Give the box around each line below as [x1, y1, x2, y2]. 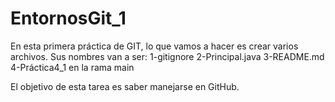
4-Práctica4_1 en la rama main [10, 61, 135, 73]
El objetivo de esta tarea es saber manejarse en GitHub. [10, 80, 240, 92]
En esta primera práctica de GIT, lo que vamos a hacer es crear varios [10, 40, 299, 52]
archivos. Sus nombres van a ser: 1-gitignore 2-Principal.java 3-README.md [10, 50, 325, 62]
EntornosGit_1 [10, 7, 127, 30]
